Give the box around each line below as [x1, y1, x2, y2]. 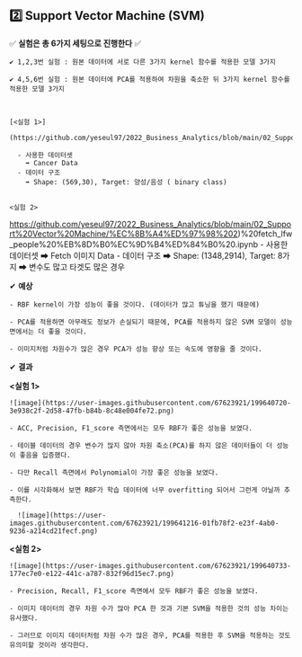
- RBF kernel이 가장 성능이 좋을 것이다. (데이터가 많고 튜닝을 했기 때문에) [9, 300, 261, 309]
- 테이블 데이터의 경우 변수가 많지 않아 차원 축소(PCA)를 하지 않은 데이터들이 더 [9, 440, 272, 450]
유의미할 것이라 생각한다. [9, 640, 90, 650]
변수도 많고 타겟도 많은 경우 [28, 261, 126, 272]
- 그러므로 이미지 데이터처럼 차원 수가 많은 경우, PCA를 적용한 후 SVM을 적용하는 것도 [9, 631, 291, 640]
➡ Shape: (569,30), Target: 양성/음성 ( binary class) [25, 177, 227, 187]
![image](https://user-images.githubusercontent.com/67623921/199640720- [9, 398, 292, 407]
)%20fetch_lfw [237, 228, 293, 239]
